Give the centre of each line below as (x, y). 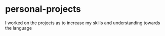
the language (19, 28)
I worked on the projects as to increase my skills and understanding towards (83, 23)
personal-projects (43, 9)
